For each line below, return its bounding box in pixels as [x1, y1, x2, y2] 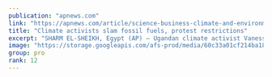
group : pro [8, 49, 45, 57]
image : [8, 42, 31, 50]
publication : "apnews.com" [8, 11, 100, 20]
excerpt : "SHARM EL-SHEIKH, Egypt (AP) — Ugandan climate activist [8, 34, 241, 43]
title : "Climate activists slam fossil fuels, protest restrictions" [8, 26, 249, 34]
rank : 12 [8, 57, 38, 65]
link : [8, 19, 27, 27]
